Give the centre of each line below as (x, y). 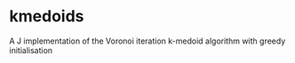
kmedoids (47, 16)
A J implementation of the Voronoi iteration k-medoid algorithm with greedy (147, 41)
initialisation (31, 50)
